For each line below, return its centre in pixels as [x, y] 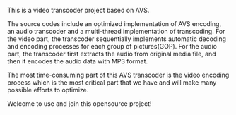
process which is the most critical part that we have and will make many [112, 83]
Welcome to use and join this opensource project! [79, 104]
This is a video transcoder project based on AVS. [78, 10]
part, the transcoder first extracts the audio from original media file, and [112, 54]
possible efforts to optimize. [48, 90]
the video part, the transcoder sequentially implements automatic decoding [117, 39]
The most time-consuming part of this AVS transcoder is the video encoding [118, 75]
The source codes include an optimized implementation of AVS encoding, [114, 24]
